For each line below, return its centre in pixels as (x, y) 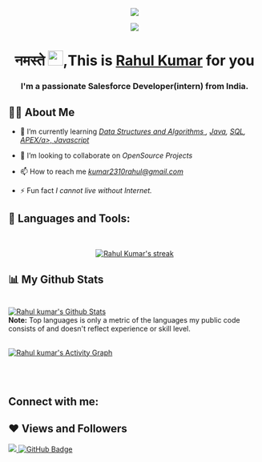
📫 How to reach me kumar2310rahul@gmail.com (102, 171)
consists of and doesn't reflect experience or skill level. (99, 328)
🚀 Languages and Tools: (69, 219)
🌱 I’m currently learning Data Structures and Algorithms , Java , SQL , (133, 131)
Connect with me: (54, 402)
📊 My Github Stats (56, 280)
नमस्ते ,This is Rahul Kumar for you (135, 61)
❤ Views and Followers (68, 429)
